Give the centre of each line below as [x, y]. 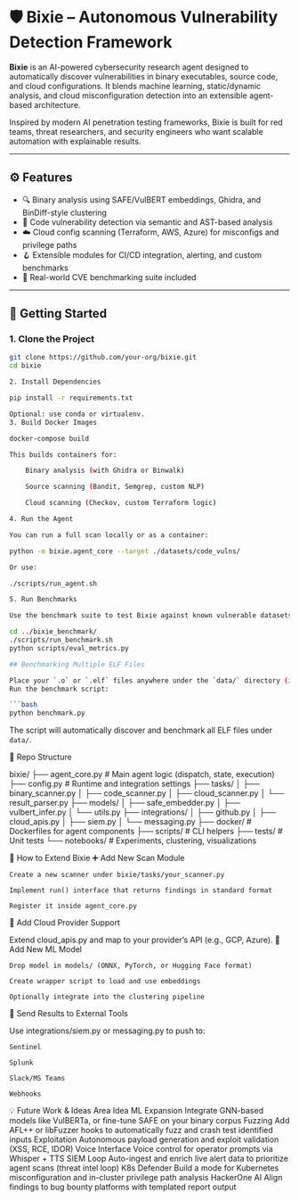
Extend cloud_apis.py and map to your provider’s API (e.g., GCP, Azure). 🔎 [145, 940]
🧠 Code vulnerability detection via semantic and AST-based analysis [147, 222]
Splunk [21, 1063]
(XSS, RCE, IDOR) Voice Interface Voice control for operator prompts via [141, 1149]
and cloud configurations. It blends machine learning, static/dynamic [135, 86]
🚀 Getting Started [58, 314]
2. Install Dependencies [55, 382]
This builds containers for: [63, 455]
